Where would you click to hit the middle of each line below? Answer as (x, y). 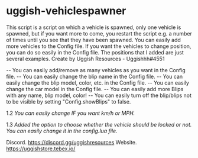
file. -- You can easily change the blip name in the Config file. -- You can (95, 76)
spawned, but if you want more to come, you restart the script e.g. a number (99, 33)
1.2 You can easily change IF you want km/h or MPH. (71, 113)
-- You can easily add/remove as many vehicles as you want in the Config (96, 70)
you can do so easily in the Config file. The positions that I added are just (95, 52)
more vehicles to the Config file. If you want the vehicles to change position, (99, 46)
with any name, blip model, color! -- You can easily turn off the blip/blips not (99, 95)
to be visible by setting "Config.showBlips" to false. (69, 101)
